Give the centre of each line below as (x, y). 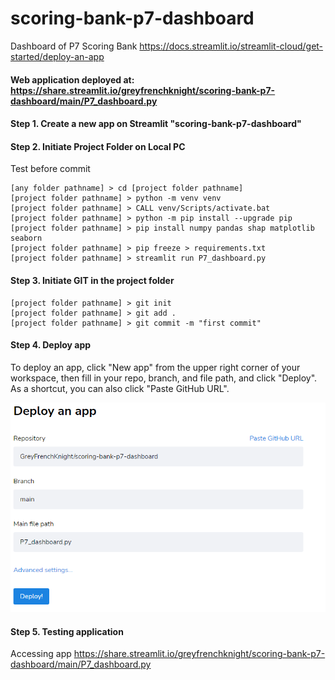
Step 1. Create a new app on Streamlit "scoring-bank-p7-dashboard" (156, 124)
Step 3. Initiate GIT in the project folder (92, 280)
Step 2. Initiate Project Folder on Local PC (98, 146)
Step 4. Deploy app (51, 345)
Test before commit (50, 169)
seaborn (26, 238)
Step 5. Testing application (67, 631)
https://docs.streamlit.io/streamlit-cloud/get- (231, 46)
